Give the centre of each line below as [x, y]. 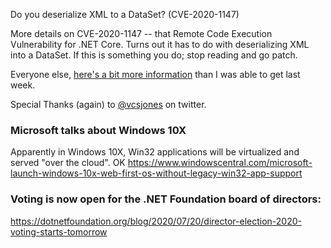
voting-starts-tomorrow [59, 231]
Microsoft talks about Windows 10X [98, 130]
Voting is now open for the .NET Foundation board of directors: [166, 199]
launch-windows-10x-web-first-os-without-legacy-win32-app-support [156, 173]
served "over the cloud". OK [68, 163]
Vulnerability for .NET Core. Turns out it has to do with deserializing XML [160, 44]
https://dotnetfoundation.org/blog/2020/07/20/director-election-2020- [156, 221]
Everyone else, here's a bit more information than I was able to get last [155, 74]
